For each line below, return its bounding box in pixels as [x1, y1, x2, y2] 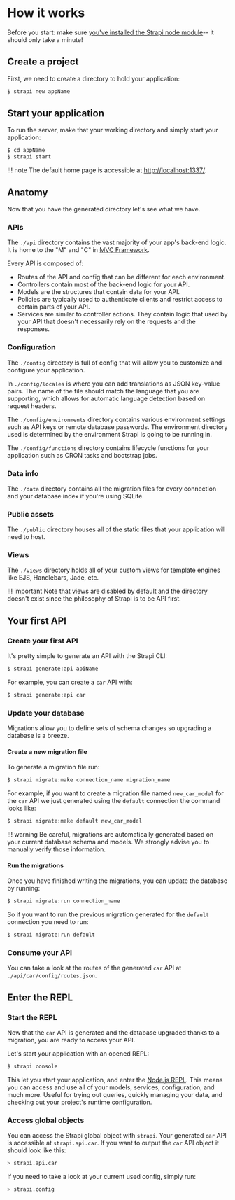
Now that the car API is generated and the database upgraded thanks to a [7, 1028, 220, 1037]
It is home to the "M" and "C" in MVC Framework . [7, 246, 150, 254]
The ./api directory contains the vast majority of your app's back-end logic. [7, 238, 227, 246]
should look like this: [7, 1146, 66, 1154]
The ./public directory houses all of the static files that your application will [7, 525, 226, 533]
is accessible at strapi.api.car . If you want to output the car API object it [7, 1139, 219, 1147]
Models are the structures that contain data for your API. [17, 288, 180, 296]
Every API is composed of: [7, 259, 84, 267]
